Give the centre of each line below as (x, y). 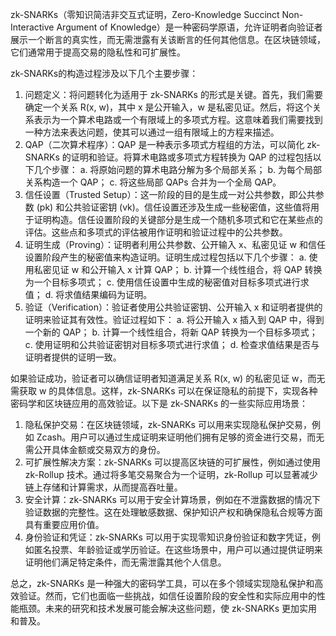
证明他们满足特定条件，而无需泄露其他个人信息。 (125, 562)
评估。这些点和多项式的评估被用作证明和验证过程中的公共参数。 (156, 232)
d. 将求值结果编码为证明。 (98, 294)
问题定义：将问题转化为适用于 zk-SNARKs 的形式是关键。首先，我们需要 (173, 94)
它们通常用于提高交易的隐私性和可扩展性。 (98, 52)
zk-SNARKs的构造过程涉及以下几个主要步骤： (104, 73)
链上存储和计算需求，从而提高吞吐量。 (103, 487)
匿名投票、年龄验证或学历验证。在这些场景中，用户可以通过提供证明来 (178, 549)
